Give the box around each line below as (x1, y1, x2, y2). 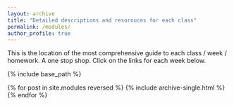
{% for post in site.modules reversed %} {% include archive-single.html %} (7, 83, 226, 92)
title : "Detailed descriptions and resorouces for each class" (7, 17, 197, 24)
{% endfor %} (7, 91, 48, 99)
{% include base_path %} (7, 70, 82, 78)
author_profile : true (7, 29, 71, 37)
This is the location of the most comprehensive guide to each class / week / (7, 49, 227, 57)
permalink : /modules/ (7, 23, 71, 30)
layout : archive (7, 10, 55, 17)
